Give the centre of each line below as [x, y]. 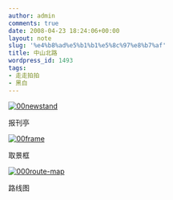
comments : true [34, 23]
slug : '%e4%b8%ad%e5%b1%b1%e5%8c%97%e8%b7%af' [87, 46]
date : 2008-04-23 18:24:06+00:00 [64, 31]
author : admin [32, 16]
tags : [17, 68]
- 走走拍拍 [24, 76]
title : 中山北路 [33, 53]
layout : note [30, 38]
